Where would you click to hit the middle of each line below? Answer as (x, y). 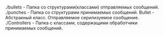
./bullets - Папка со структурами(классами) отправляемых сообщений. (82, 7)
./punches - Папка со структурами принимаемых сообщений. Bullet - (80, 12)
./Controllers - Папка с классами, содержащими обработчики (71, 23)
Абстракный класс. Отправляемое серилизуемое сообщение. (72, 18)
